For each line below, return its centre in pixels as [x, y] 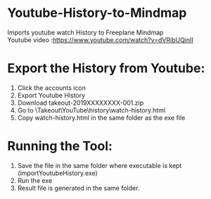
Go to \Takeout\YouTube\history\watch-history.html [91, 110]
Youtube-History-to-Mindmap [97, 13]
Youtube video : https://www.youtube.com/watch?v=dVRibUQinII [100, 39]
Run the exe [35, 180]
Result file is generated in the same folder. [78, 188]
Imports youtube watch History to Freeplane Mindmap [85, 32]
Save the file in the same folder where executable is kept [100, 165]
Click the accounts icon [52, 88]
